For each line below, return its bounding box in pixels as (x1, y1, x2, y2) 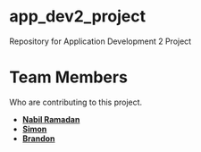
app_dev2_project (9, 6, 146, 27)
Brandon (21, 132, 55, 144)
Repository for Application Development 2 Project (9, 36, 192, 46)
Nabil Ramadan (21, 114, 80, 124)
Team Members (9, 67, 128, 88)
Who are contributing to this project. (9, 97, 143, 107)
